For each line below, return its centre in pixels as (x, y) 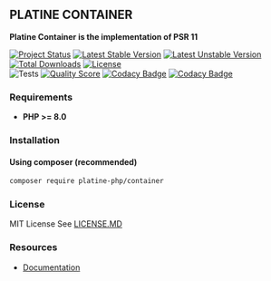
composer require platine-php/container (87, 181)
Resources (34, 247)
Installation (35, 140)
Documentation (51, 267)
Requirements (41, 97)
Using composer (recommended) (73, 161)
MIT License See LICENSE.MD (66, 224)
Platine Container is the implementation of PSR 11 (104, 36)
